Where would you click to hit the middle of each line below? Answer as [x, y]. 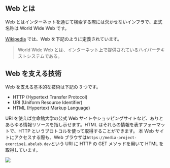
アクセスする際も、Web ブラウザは [50, 137]
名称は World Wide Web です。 [37, 28]
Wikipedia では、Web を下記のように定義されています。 [63, 39]
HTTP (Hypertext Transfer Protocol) [50, 97]
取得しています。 [23, 150]
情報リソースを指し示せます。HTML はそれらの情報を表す [83, 124]
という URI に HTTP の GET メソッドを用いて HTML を [107, 144]
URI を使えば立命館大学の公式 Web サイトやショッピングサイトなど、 [78, 118]
